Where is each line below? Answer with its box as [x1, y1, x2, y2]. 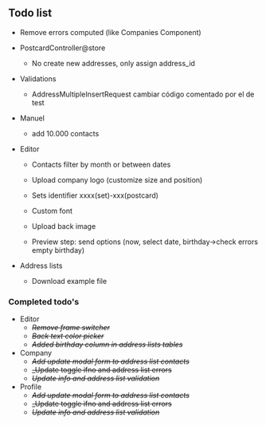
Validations [19, 73, 57, 83]
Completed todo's [8, 296, 80, 307]
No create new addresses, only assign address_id [31, 58, 195, 68]
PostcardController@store [19, 43, 106, 53]
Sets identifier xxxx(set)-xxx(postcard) [31, 191, 159, 200]
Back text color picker [31, 331, 104, 341]
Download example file [31, 276, 108, 285]
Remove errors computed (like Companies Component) [19, 27, 201, 37]
